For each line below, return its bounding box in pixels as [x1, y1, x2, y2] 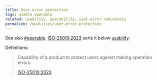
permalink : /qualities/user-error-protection [5, 21, 101, 26]
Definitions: [5, 44, 29, 50]
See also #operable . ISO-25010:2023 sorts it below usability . [5, 35, 130, 41]
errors [17, 59, 30, 65]
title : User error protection [5, 7, 68, 12]
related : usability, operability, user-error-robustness [5, 16, 126, 21]
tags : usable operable [5, 12, 52, 17]
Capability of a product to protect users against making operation [17, 54, 152, 60]
